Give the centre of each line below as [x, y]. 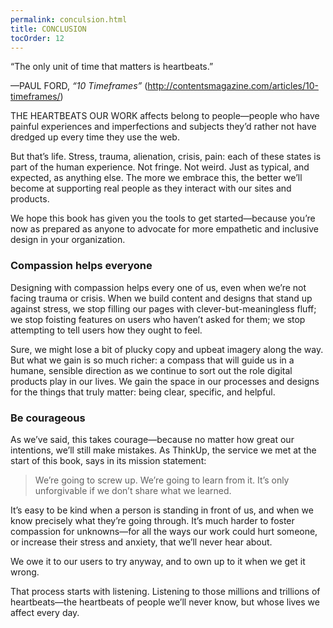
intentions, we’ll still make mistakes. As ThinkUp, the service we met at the [163, 450]
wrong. [25, 572]
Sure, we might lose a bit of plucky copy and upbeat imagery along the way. [167, 349]
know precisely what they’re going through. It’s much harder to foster [152, 520]
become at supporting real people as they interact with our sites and [151, 188]
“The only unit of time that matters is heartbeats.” [112, 67]
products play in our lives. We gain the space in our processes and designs [165, 381]
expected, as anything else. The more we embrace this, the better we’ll [156, 178]
